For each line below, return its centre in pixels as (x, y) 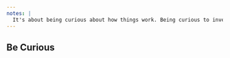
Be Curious (31, 47)
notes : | (19, 13)
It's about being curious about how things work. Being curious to (111, 20)
